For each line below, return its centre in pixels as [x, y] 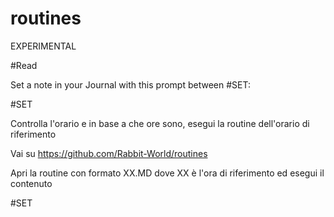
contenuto [31, 183]
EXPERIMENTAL [43, 46]
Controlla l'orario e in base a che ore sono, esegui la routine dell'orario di [160, 123]
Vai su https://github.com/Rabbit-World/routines [109, 153]
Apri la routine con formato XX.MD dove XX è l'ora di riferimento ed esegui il [167, 173]
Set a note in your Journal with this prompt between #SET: [130, 84]
